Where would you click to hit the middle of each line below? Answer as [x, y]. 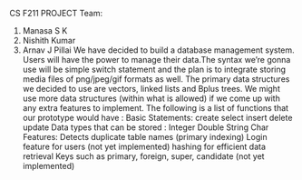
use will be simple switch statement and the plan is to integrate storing [154, 69]
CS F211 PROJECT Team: [56, 13]
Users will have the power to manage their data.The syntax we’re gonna [156, 60]
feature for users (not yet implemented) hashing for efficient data [144, 146]
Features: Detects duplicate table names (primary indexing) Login [145, 137]
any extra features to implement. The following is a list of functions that [155, 108]
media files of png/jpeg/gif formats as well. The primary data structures [156, 79]
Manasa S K [45, 30]
